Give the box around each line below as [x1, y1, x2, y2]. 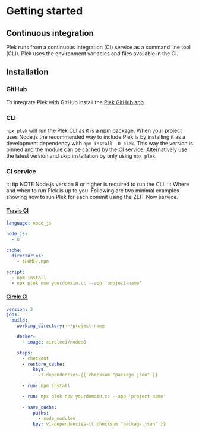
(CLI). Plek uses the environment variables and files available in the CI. [6, 50, 179, 57]
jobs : [6, 311, 20, 318]
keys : [32, 366, 46, 373]
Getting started [6, 4, 83, 18]
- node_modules [37, 415, 76, 421]
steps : [17, 350, 33, 356]
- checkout [21, 356, 49, 362]
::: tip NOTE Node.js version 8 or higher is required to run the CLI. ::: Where [6, 180, 189, 188]
